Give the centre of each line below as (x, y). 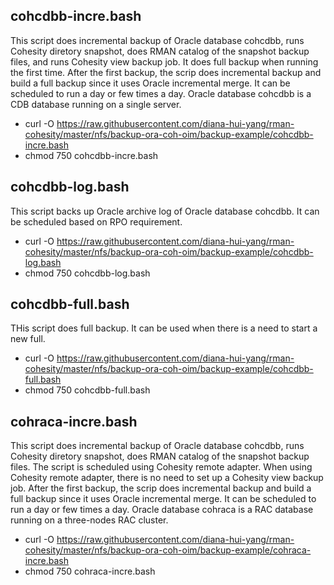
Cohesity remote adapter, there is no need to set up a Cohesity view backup (167, 478)
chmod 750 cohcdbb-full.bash (87, 390)
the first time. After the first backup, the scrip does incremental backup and (166, 72)
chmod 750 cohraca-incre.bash (90, 571)
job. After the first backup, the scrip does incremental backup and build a (161, 488)
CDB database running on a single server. (96, 104)
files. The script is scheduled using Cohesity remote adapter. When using (161, 467)
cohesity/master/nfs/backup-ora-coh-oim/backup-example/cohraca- (168, 550)
